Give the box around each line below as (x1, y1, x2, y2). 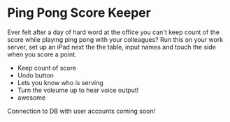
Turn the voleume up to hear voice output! (17, 86, 139, 94)
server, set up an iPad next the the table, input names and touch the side (7, 43, 217, 51)
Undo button (17, 71, 54, 79)
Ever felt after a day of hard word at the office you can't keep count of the (7, 28, 220, 36)
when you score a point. (7, 50, 77, 59)
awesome (17, 93, 46, 102)
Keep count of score (17, 63, 77, 72)
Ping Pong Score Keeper (7, 5, 152, 21)
